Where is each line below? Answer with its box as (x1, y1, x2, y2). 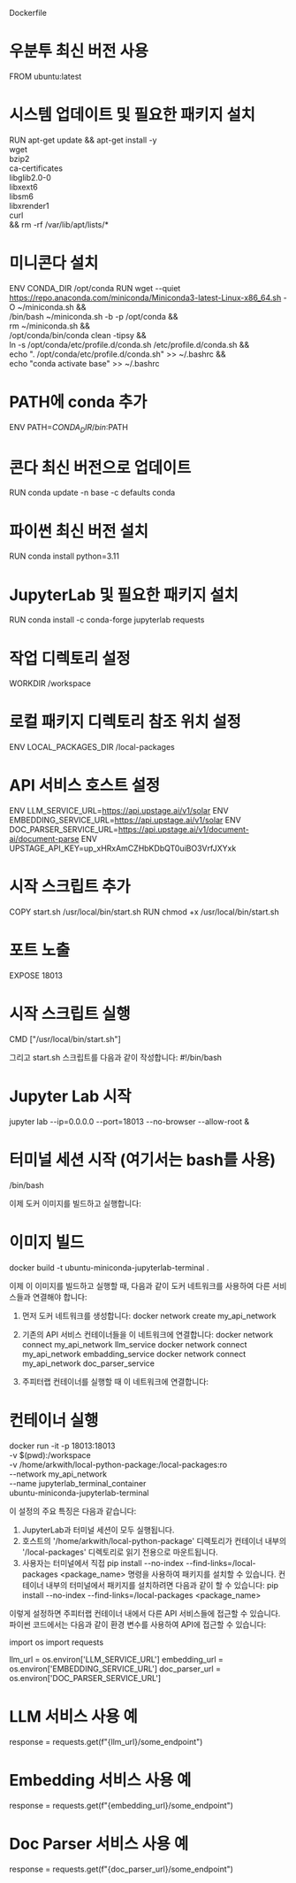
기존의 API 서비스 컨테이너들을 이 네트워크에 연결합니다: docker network (21, 1329, 274, 1339)
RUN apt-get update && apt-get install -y (9, 135, 157, 145)
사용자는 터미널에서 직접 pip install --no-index (21, 1557, 184, 1568)
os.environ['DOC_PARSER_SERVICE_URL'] (9, 1672, 162, 1683)
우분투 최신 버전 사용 (9, 42, 148, 61)
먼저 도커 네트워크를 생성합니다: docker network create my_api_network (21, 1310, 277, 1321)
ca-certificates (9, 163, 64, 174)
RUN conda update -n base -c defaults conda (9, 487, 176, 498)
